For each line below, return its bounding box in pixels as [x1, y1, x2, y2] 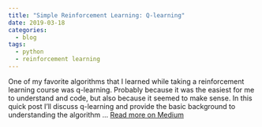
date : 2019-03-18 [8, 19, 65, 27]
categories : [8, 26, 47, 34]
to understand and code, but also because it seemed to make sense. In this [8, 93, 253, 103]
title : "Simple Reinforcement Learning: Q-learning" [8, 11, 185, 20]
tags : [8, 41, 26, 49]
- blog [15, 33, 37, 42]
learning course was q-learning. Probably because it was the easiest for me [8, 85, 255, 94]
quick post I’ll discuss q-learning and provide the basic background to [8, 101, 236, 111]
